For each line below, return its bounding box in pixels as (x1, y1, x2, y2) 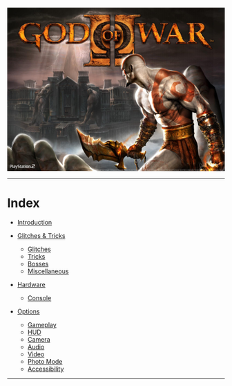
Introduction (17, 218, 52, 226)
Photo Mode (27, 357, 63, 365)
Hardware (17, 280, 46, 288)
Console (27, 293, 52, 302)
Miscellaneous (27, 267, 69, 275)
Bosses (27, 259, 49, 268)
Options (17, 307, 40, 315)
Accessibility (27, 365, 64, 373)
